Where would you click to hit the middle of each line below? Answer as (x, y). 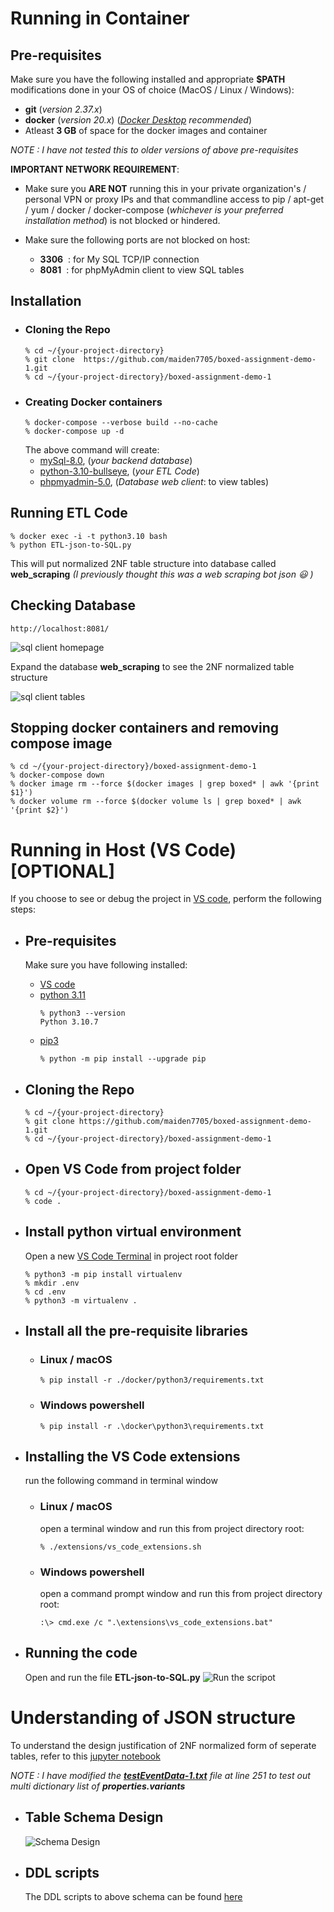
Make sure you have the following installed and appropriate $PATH (148, 79)
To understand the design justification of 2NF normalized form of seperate (163, 1745)
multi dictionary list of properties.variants (98, 1786)
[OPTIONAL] (63, 871)
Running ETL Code (69, 513)
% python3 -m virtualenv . (81, 1300)
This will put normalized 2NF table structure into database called (143, 563)
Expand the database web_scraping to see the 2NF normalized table (152, 666)
